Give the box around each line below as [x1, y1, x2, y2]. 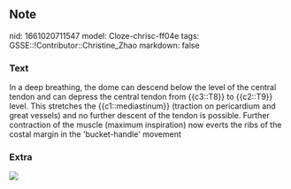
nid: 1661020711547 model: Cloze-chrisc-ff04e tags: [9, 30, 200, 41]
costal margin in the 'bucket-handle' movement [9, 129, 181, 140]
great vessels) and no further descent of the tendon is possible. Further [9, 110, 270, 121]
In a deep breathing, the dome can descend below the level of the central [9, 82, 277, 93]
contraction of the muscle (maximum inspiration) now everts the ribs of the [9, 119, 282, 131]
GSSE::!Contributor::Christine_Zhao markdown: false [9, 40, 201, 50]
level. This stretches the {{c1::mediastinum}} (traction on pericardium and [9, 101, 276, 111]
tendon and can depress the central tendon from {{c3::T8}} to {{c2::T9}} [9, 92, 273, 102]
